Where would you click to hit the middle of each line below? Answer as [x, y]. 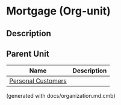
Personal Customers [38, 81]
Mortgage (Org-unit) [59, 11]
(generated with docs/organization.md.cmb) [61, 96]
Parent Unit [28, 53]
